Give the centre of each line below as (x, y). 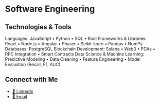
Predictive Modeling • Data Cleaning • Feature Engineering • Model (73, 59)
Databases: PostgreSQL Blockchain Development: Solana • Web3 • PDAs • (80, 49)
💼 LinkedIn (23, 91)
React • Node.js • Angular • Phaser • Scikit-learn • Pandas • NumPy (74, 44)
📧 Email (20, 96)
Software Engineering (50, 9)
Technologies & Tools (38, 27)
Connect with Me (32, 79)
